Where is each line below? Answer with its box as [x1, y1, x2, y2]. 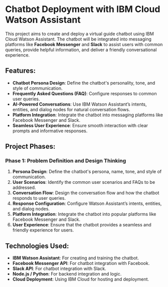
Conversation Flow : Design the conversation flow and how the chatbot [12, 190, 159, 196]
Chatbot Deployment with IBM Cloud [5, 4, 160, 15]
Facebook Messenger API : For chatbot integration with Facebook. [12, 260, 150, 266]
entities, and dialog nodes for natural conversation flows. [12, 106, 130, 112]
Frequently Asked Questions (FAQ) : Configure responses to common [12, 90, 157, 96]
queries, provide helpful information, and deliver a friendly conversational [5, 47, 157, 53]
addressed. [12, 184, 36, 191]
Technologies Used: [5, 241, 69, 250]
